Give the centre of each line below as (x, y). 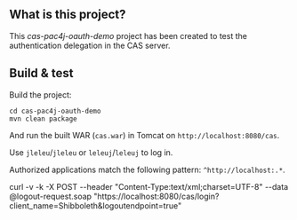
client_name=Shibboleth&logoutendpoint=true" (96, 205)
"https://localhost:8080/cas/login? (156, 196)
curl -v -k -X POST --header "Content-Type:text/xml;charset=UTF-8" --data (149, 186)
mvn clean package (43, 119)
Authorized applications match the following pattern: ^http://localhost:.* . (148, 169)
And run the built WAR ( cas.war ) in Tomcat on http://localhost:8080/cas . (144, 135)
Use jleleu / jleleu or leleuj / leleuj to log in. (91, 152)
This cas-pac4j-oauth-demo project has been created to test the (128, 35)
